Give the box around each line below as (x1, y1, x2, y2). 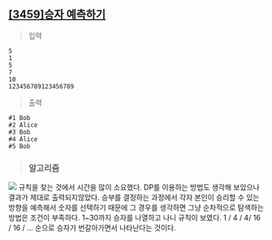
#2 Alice (8, 121, 38, 129)
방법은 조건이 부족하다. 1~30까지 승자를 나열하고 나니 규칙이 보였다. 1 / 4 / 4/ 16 (8, 213, 261, 223)
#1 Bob (8, 114, 31, 122)
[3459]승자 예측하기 (8, 7, 106, 22)
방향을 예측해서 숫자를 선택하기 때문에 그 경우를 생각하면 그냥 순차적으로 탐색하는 (8, 203, 265, 212)
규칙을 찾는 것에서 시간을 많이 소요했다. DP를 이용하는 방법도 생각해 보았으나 (18, 182, 260, 192)
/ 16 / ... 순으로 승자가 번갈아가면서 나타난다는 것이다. (8, 223, 176, 233)
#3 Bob (8, 128, 31, 136)
